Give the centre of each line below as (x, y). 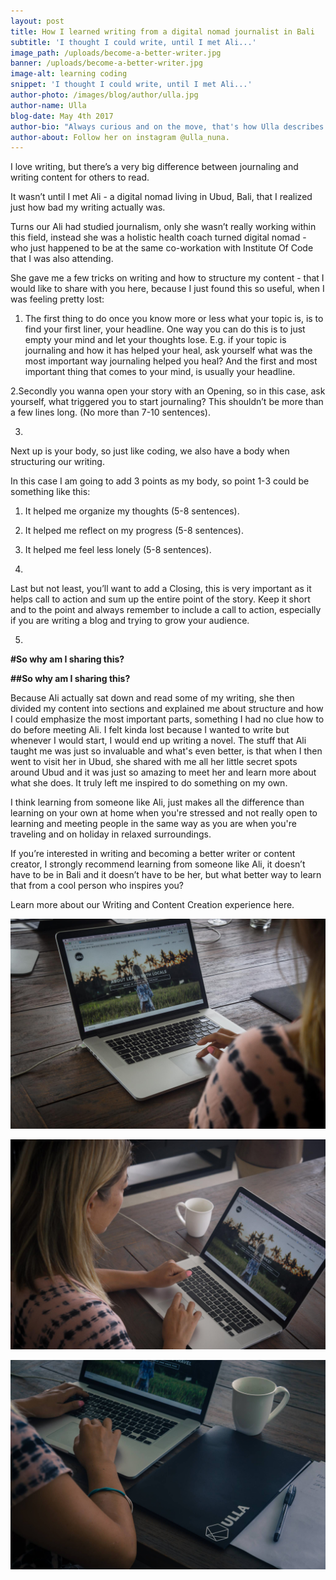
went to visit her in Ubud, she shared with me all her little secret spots (154, 762)
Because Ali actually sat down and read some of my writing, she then (152, 698)
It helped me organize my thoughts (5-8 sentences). (132, 511)
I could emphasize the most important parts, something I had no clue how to (167, 719)
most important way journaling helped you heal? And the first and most (171, 361)
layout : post (37, 21)
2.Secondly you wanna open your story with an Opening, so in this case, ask (168, 391)
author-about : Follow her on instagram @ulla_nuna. (120, 137)
